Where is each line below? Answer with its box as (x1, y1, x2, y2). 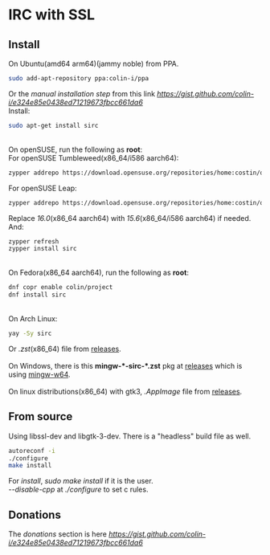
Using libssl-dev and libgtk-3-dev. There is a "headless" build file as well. (8, 431, 252, 441)
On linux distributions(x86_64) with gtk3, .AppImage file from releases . (8, 386, 243, 396)
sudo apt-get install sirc (8, 121, 99, 129)
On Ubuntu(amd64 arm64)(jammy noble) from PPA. (8, 59, 179, 68)
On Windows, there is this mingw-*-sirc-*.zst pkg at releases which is (8, 361, 243, 370)
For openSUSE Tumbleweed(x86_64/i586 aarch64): (8, 153, 179, 162)
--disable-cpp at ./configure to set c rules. (8, 484, 149, 495)
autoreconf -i (8, 447, 56, 455)
